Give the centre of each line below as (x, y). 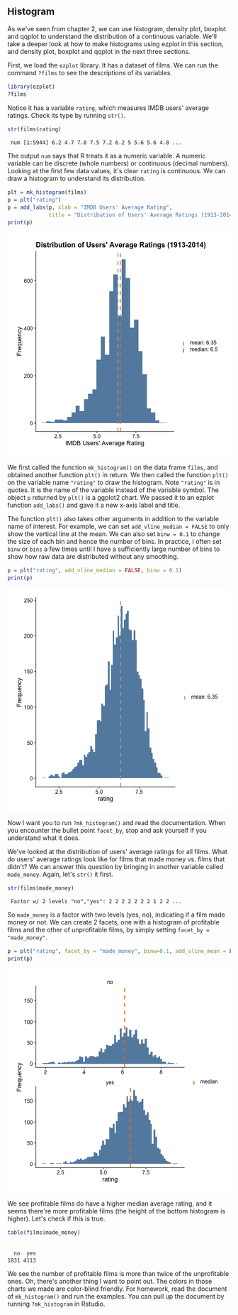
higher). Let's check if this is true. (56, 1219)
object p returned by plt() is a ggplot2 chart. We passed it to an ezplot (111, 497)
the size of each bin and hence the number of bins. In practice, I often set (114, 541)
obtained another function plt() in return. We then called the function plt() (118, 474)
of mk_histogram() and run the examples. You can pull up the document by (116, 1297)
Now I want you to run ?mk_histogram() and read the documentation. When (117, 822)
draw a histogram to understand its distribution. (77, 179)
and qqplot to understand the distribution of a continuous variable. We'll (112, 36)
